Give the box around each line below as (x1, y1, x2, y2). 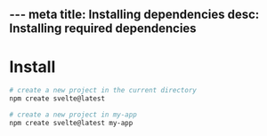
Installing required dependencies (9, 21, 198, 36)
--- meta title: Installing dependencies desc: (9, 7, 260, 22)
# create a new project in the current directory (9, 86, 198, 95)
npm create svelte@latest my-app (9, 118, 133, 127)
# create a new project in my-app (9, 110, 138, 119)
